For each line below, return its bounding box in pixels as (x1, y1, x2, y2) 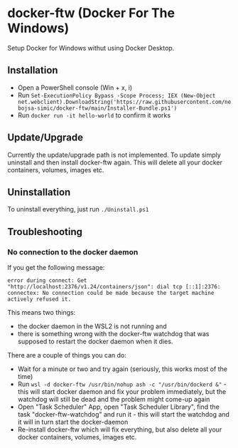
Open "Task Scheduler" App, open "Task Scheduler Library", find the (17, 402, 220, 411)
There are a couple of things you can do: (7, 351, 126, 360)
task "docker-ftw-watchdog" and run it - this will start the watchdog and (17, 410, 229, 419)
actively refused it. (7, 296, 72, 303)
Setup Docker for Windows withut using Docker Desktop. (7, 43, 175, 52)
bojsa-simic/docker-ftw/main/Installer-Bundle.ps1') (17, 105, 178, 112)
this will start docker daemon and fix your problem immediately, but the (17, 387, 227, 396)
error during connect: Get (7, 277, 87, 284)
